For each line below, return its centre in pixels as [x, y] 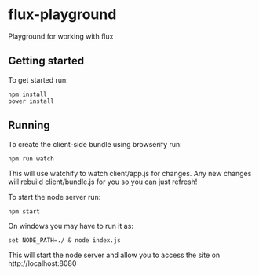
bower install [31, 101]
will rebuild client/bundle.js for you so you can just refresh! [103, 182]
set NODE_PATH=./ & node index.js [65, 240]
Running [29, 125]
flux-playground [62, 15]
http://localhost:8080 [42, 263]
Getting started [46, 61]
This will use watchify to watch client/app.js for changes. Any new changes [130, 173]
